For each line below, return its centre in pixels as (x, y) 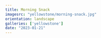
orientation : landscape (30, 19)
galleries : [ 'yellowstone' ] (34, 23)
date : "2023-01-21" (25, 28)
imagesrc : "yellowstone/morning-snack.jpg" (51, 14)
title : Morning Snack (28, 10)
